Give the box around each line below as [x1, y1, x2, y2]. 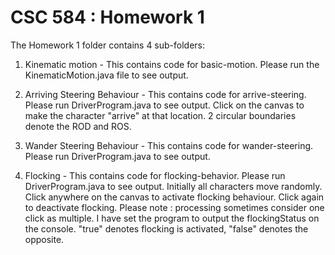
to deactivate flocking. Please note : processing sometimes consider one [24, 201, 325, 213]
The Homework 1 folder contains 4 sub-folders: [10, 39, 206, 51]
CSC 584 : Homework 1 [10, 6, 205, 29]
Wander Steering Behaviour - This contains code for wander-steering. [24, 139, 314, 151]
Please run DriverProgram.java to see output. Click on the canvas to [24, 99, 305, 111]
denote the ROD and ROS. [24, 120, 132, 132]
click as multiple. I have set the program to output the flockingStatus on [24, 212, 320, 224]
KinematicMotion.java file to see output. [24, 69, 189, 81]
